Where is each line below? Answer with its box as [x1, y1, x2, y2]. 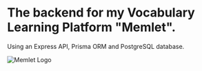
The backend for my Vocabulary [7, 5, 195, 21]
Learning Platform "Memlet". [7, 19, 176, 35]
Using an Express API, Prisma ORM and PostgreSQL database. [7, 42, 185, 50]
